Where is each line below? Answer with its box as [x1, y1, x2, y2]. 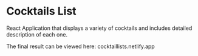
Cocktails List [6, 4, 77, 18]
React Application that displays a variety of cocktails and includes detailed [6, 24, 193, 32]
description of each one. [6, 30, 68, 38]
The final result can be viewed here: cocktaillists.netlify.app [6, 43, 155, 50]
